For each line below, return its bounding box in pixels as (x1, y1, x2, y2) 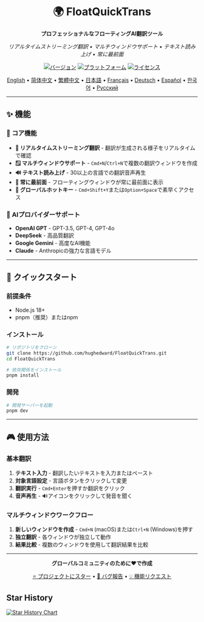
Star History (6, 592, 53, 603)
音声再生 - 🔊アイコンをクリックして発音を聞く (15, 492, 133, 500)
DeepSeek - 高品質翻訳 (15, 231, 74, 239)
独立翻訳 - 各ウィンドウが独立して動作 (15, 534, 111, 541)
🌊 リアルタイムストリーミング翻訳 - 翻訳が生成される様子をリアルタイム (15, 144, 195, 151)
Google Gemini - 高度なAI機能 (15, 239, 91, 247)
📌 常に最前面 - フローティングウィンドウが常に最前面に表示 (15, 178, 164, 186)
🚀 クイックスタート (6, 272, 78, 283)
